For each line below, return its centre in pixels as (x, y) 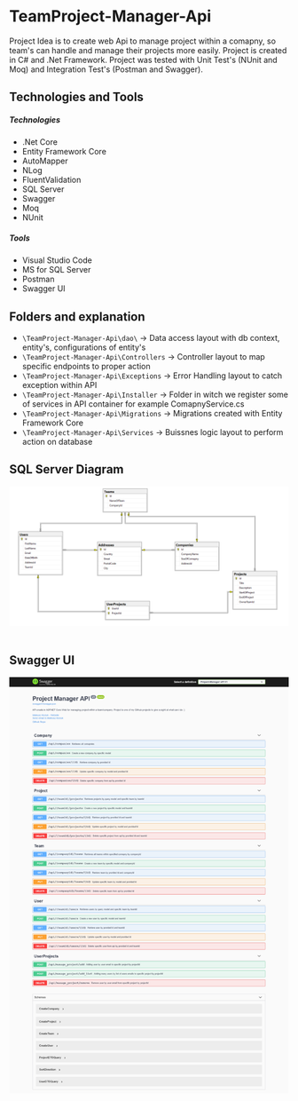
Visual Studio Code (57, 260)
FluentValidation (51, 180)
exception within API (59, 385)
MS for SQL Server (56, 270)
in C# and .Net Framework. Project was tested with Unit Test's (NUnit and (143, 59)
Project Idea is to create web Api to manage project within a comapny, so (143, 41)
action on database (57, 442)
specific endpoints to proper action (86, 367)
